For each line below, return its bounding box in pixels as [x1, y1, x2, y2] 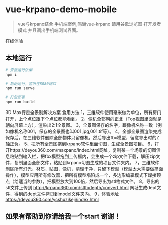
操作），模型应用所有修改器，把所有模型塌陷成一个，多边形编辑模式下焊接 [5, 172, 157, 178]
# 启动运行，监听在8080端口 [5, 81, 56, 86]
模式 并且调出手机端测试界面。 [17, 27, 81, 33]
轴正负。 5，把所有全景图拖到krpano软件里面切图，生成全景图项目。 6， [5, 141, 155, 147]
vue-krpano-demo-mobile [5, 4, 117, 15]
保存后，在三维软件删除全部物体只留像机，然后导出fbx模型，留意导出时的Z [5, 135, 159, 140]
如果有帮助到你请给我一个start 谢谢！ [5, 212, 121, 221]
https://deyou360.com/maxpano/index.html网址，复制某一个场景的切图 [9, 147, 157, 153]
